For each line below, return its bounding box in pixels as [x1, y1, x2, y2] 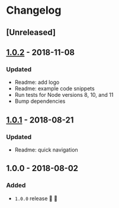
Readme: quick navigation [14, 146, 78, 153]
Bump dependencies [14, 97, 66, 105]
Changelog [6, 4, 62, 17]
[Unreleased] [6, 27, 56, 37]
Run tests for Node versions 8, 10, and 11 [14, 92, 114, 99]
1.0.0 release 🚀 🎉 [14, 194, 58, 202]
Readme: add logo [14, 78, 60, 86]
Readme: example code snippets [14, 85, 95, 92]
